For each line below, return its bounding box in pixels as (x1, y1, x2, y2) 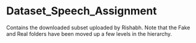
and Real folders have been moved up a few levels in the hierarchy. (6, 30, 173, 37)
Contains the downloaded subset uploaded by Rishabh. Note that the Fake (6, 24, 191, 31)
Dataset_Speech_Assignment (6, 4, 158, 18)
